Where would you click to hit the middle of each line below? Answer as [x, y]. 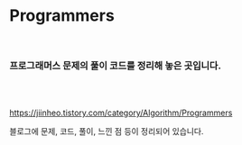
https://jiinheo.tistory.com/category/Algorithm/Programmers [121, 113]
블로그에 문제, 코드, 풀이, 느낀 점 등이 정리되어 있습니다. [107, 131]
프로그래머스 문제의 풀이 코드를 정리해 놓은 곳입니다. [115, 66]
